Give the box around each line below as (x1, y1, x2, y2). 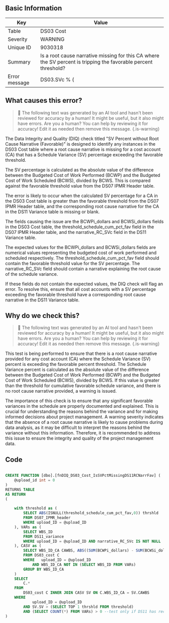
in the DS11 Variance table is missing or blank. (5, 209, 100, 215)
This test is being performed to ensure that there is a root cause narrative (5, 350, 157, 357)
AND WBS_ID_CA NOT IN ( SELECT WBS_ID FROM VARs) (32, 562, 136, 567)
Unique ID (8, 44, 31, 51)
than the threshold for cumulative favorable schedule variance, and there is (5, 383, 161, 389)
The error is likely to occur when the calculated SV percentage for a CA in (5, 193, 158, 199)
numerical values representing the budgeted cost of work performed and (5, 250, 157, 256)
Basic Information (5, 4, 62, 13)
